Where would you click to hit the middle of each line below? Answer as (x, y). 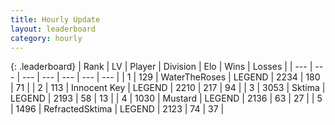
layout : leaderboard (53, 29)
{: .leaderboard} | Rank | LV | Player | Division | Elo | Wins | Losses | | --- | (161, 67)
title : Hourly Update (55, 19)
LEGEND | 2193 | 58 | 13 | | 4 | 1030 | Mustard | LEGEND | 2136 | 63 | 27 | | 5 (166, 98)
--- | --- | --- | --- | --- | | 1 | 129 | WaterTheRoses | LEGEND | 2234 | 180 (171, 77)
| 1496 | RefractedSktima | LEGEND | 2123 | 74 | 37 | (117, 109)
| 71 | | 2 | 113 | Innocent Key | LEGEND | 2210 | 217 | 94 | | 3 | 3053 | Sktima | (168, 88)
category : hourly (46, 38)
